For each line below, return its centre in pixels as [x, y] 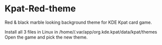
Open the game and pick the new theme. [46, 37]
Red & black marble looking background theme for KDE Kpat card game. [78, 22]
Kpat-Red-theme [40, 9]
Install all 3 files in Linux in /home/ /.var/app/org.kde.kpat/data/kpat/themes [81, 32]
